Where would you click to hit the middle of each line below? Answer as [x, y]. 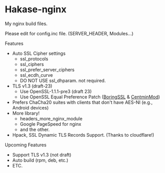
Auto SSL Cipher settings [39, 53]
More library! [26, 113]
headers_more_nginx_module [51, 118]
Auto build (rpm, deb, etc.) [40, 160]
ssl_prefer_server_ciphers [47, 70]
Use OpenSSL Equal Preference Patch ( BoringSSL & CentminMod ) [90, 97]
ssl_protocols [34, 59]
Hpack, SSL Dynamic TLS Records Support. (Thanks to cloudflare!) [83, 135]
